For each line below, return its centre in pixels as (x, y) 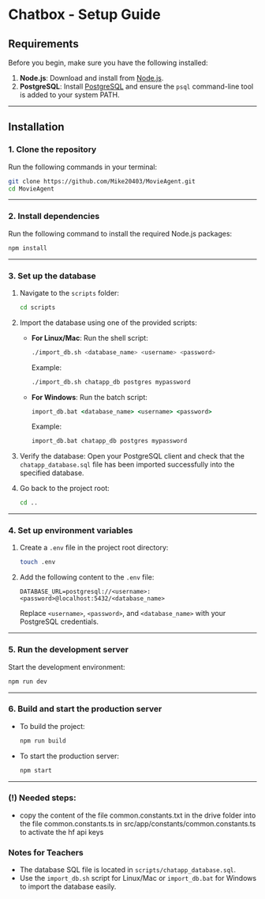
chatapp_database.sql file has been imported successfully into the (127, 465)
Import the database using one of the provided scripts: (108, 323)
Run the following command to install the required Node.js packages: (120, 233)
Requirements (43, 44)
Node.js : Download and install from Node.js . (91, 78)
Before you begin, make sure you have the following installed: (108, 62)
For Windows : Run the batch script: (90, 397)
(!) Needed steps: (42, 798)
